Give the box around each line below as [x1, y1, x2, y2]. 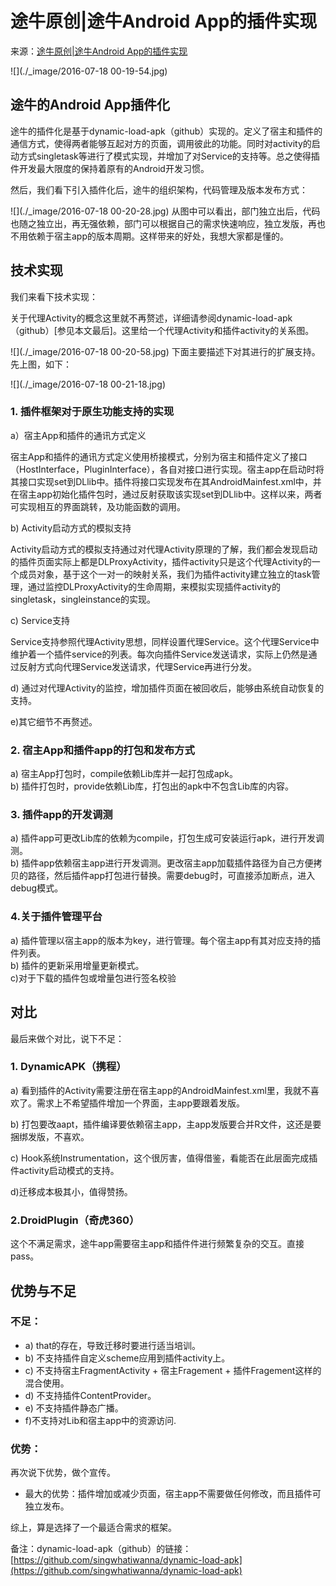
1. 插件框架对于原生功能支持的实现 [10, 405, 175, 419]
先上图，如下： [10, 358, 72, 370]
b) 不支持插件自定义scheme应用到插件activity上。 [24, 1352, 231, 1364]
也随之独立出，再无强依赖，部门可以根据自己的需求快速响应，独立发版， [10, 217, 308, 229]
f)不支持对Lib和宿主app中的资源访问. [24, 1414, 177, 1426]
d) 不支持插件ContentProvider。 [24, 1389, 157, 1401]
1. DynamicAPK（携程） [10, 1060, 127, 1074]
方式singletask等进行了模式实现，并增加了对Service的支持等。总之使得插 [18, 150, 320, 162]
